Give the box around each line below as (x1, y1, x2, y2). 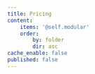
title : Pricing (7, 10, 52, 18)
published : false (7, 56, 58, 63)
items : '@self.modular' (20, 23, 90, 30)
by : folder (32, 37, 65, 44)
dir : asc (32, 43, 58, 50)
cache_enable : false (7, 50, 68, 57)
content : (7, 17, 33, 24)
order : (20, 30, 39, 37)
